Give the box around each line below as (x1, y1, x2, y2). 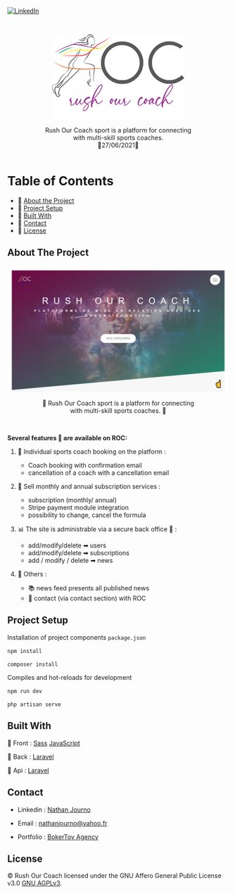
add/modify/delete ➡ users (27, 541, 107, 550)
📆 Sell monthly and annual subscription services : (17, 483, 160, 491)
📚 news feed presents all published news (27, 584, 150, 592)
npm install (7, 647, 42, 654)
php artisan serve (7, 701, 61, 708)
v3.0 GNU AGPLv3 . (7, 879, 62, 888)
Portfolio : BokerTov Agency (17, 832, 99, 841)
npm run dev (7, 688, 42, 695)
